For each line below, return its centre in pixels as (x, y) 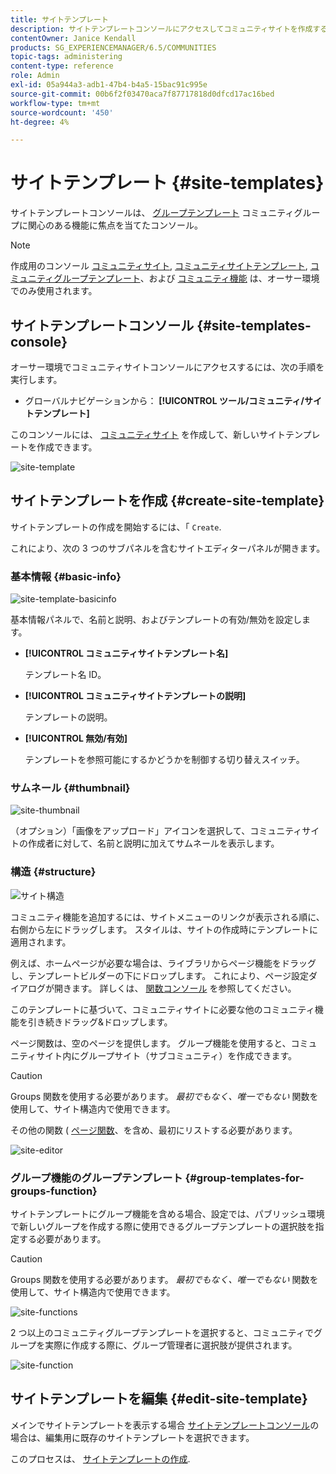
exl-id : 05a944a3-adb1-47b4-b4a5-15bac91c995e (109, 85)
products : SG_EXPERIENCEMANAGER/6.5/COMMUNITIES (113, 47)
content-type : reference (62, 66)
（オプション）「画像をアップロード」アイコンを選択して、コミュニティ (156, 831)
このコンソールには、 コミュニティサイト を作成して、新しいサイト (148, 434)
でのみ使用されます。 (54, 291)
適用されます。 (41, 942)
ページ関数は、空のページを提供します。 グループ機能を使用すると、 (151, 1043)
